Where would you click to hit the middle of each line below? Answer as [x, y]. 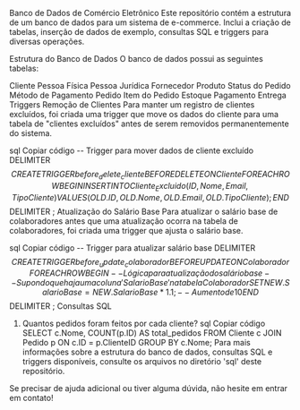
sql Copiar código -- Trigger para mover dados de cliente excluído [131, 150]
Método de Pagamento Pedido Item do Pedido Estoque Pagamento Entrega [148, 95]
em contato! [31, 398]
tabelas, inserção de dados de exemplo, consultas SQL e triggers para [139, 32]
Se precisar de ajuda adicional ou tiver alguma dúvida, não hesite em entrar [149, 389]
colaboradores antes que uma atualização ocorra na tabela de [124, 221]
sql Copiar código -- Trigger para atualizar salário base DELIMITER [133, 248]
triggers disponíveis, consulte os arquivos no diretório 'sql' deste [142, 362]
